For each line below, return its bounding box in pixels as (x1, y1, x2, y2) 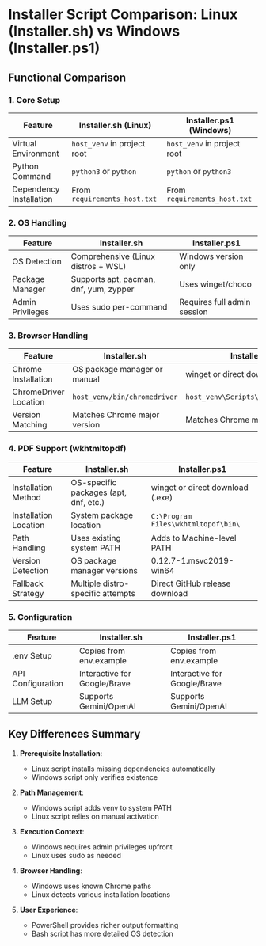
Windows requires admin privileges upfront (31, 842, 173, 852)
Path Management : (19, 788, 85, 797)
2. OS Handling (8, 217, 67, 228)
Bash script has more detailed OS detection (31, 929, 174, 938)
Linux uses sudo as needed (31, 850, 121, 860)
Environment (12, 148, 59, 159)
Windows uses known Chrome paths (31, 881, 152, 891)
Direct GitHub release (150, 578, 231, 589)
